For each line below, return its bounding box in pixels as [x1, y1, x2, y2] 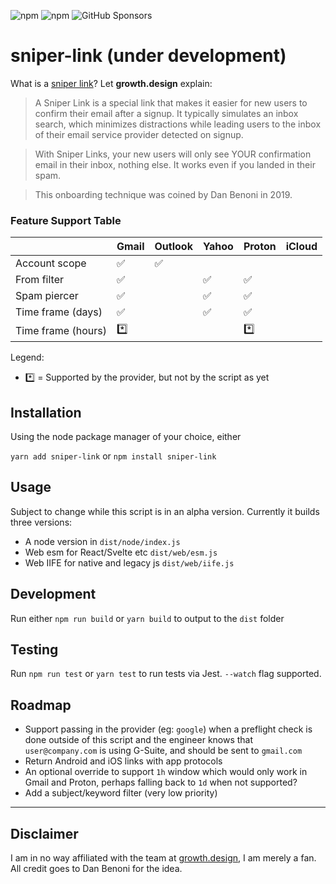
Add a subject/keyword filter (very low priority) [24, 787, 218, 799]
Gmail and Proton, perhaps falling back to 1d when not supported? [24, 776, 298, 789]
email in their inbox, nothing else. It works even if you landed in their [34, 158, 316, 170]
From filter [15, 273, 64, 287]
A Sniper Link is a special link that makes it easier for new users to [34, 96, 308, 109]
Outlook [154, 240, 193, 254]
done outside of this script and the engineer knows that [24, 734, 254, 746]
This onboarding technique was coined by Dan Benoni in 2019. [34, 188, 293, 200]
